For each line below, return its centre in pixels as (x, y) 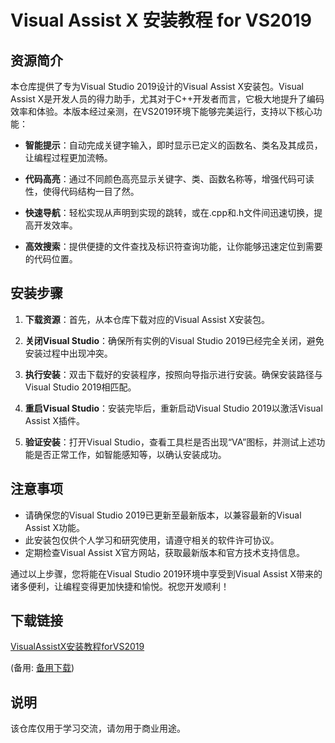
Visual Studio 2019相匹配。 (80, 387)
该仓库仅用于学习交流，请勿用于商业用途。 (98, 728)
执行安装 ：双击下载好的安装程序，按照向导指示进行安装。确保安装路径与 (173, 374)
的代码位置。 (51, 259)
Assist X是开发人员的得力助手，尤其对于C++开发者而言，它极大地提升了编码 (167, 99)
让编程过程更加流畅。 (68, 157)
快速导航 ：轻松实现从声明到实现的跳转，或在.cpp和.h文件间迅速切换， (169, 212)
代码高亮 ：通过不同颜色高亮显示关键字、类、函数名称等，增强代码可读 (169, 179)
